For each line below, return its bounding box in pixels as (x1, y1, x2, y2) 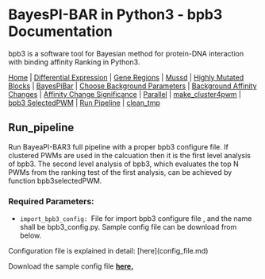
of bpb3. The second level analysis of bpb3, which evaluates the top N (8, 159, 240, 169)
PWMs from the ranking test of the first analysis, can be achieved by (8, 167, 232, 176)
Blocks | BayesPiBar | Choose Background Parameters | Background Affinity (8, 81, 257, 91)
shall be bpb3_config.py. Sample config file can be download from (19, 223, 237, 232)
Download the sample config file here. (8, 262, 134, 271)
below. (19, 231, 42, 240)
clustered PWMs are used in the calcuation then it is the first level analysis (8, 150, 252, 160)
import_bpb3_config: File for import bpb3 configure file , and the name (19, 214, 252, 223)
